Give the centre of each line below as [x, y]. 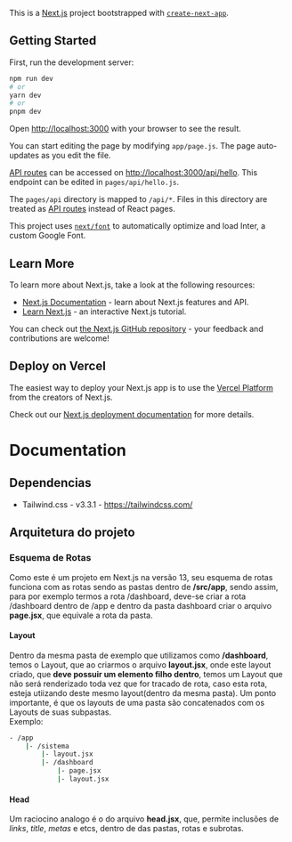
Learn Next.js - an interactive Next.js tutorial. [104, 312]
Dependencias [50, 483]
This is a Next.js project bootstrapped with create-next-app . [119, 13]
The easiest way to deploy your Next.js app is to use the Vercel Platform [142, 387]
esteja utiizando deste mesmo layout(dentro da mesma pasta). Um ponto [143, 692]
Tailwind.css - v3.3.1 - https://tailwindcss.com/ [107, 504]
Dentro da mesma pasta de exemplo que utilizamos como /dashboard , [139, 655]
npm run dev [31, 78]
